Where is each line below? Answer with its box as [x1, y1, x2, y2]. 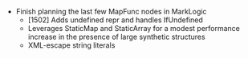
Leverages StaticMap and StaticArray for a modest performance [27, 24, 241, 33]
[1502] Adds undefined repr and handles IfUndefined [27, 15, 203, 25]
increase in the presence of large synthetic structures [27, 32, 206, 41]
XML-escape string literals [27, 41, 116, 50]
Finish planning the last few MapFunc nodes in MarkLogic [15, 7, 207, 16]
